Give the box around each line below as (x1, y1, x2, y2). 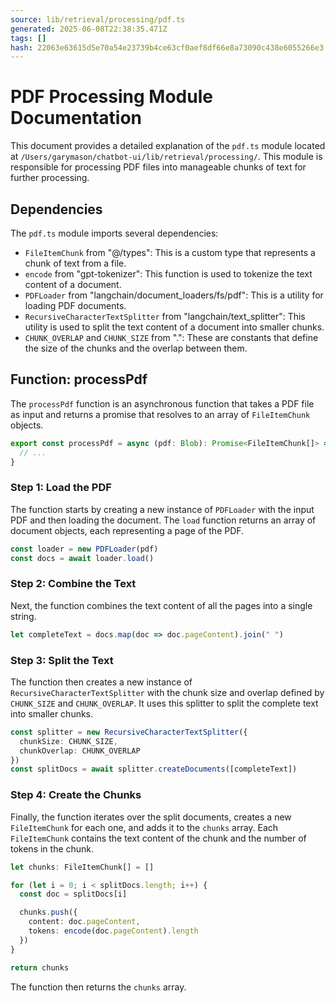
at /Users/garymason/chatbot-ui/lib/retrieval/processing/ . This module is (10, 151, 323, 163)
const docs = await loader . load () (10, 553, 155, 563)
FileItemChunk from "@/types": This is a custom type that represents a (24, 247, 316, 258)
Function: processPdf (10, 371, 148, 388)
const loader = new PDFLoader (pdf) (10, 544, 159, 554)
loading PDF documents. (24, 300, 127, 311)
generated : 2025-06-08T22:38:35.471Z (10, 24, 168, 34)
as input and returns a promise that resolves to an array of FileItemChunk (10, 408, 311, 420)
